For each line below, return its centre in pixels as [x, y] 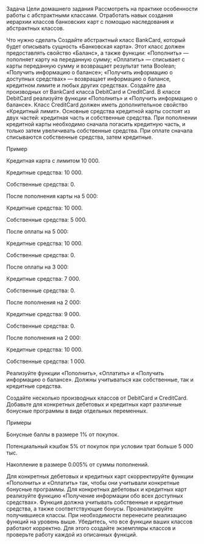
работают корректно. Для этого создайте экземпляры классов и [91, 528]
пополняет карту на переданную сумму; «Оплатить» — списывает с [96, 59]
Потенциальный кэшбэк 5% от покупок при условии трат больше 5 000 [100, 446]
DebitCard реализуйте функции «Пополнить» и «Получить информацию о [102, 98]
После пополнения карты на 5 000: [52, 196]
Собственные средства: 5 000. [47, 220]
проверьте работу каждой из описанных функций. [72, 535]
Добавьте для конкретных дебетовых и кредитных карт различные [94, 404]
